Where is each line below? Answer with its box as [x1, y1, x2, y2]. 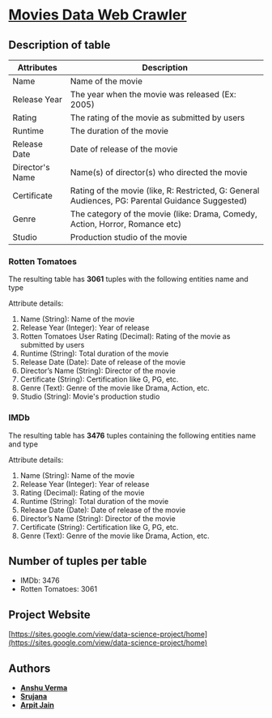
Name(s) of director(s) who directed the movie [70, 167, 249, 177]
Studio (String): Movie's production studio [19, 391, 160, 402]
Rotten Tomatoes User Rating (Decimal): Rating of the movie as [19, 331, 231, 341]
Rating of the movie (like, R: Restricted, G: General [70, 185, 260, 196]
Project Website [8, 608, 91, 622]
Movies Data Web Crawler [8, 6, 187, 24]
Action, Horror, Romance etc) [70, 219, 182, 229]
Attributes [17, 62, 58, 73]
